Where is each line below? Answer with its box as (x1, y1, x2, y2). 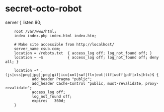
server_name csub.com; (14, 46, 61, 51)
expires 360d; (31, 98, 66, 103)
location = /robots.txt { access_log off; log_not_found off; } (14, 51, 153, 56)
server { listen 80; (5, 19, 42, 25)
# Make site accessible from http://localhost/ (14, 42, 114, 47)
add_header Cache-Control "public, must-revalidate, (31, 81, 143, 86)
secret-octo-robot (5, 3, 82, 14)
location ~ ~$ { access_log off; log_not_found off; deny (14, 55, 159, 60)
